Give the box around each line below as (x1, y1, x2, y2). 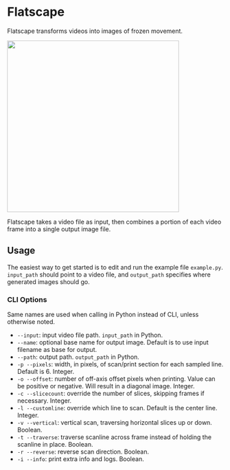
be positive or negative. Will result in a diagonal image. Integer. (16, 382, 195, 390)
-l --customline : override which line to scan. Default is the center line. (16, 404, 218, 412)
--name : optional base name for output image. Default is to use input (16, 338, 209, 346)
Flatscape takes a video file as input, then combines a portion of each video (7, 218, 222, 226)
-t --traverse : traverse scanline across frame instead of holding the (16, 433, 211, 441)
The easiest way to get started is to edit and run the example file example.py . (7, 263, 223, 271)
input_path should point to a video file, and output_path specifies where (7, 270, 211, 279)
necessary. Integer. (16, 397, 72, 405)
